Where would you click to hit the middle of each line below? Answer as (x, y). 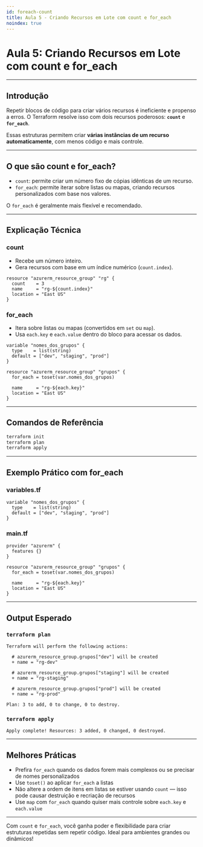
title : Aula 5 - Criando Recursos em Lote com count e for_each (89, 18)
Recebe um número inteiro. (49, 261)
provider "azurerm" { (34, 546)
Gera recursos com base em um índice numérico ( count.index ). (94, 267)
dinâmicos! (20, 839)
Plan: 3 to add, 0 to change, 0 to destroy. (63, 705)
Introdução (27, 95)
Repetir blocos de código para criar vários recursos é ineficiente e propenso (101, 110)
